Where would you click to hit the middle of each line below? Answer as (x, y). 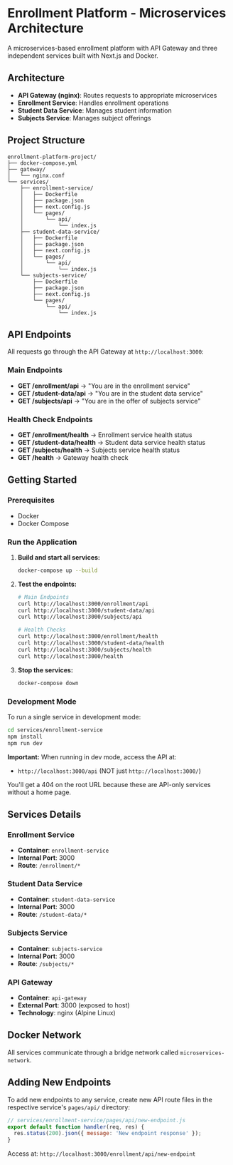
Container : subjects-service (60, 948)
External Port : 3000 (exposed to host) (74, 1005)
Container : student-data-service (66, 899)
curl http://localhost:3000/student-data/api (86, 610)
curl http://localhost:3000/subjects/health (85, 650)
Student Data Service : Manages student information (94, 110)
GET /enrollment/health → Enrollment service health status (105, 435)
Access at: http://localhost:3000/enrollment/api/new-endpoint (102, 1154)
